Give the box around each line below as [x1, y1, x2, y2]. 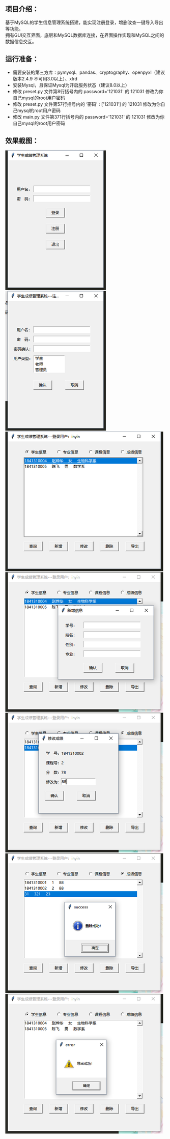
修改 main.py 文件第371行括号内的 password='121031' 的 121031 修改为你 [12, 113, 165, 120]
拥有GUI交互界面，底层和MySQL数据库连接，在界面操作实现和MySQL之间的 [5, 32, 164, 38]
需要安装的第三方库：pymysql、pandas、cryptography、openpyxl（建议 [12, 69, 165, 75]
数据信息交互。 [5, 38, 37, 44]
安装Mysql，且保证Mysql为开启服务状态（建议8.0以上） [12, 82, 130, 88]
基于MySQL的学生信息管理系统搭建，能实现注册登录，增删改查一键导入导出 [5, 19, 164, 25]
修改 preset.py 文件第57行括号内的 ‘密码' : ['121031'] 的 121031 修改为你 [12, 101, 161, 107]
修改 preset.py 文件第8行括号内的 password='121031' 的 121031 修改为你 [12, 88, 164, 94]
